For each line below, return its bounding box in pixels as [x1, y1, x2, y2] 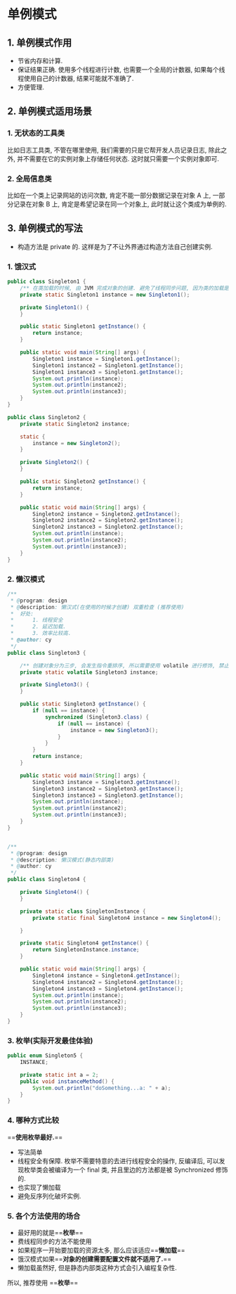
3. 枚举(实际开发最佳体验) [7, 1035, 93, 1045]
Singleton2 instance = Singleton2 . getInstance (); [32, 511, 181, 518]
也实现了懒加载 [17, 1183, 61, 1191]
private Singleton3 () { [20, 681, 90, 688]
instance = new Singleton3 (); [70, 726, 159, 734]
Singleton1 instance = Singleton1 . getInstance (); [32, 355, 181, 362]
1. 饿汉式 [7, 262, 37, 271]
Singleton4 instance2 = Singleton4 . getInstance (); [32, 978, 184, 985]
